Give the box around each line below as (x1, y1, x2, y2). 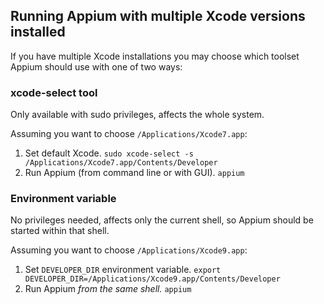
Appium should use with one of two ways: (10, 60, 183, 73)
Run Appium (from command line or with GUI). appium (24, 167, 245, 179)
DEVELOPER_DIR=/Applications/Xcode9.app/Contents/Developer (24, 274, 281, 284)
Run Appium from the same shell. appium (24, 283, 192, 295)
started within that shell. (10, 225, 110, 237)
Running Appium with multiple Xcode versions (10, 8, 306, 25)
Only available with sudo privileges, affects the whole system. (10, 109, 265, 121)
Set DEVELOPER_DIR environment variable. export (24, 264, 222, 276)
